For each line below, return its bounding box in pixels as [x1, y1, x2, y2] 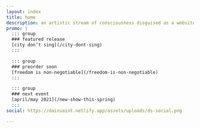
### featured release [11, 36, 65, 42]
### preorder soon [11, 64, 58, 70]
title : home [6, 14, 36, 20]
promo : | [6, 25, 28, 32]
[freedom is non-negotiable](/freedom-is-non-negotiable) [11, 69, 159, 75]
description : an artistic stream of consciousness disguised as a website [6, 20, 196, 26]
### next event [11, 91, 49, 97]
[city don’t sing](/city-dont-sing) [11, 42, 102, 48]
